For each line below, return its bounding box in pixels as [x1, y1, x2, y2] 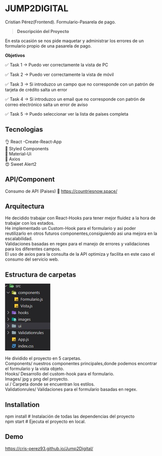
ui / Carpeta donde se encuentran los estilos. [5, 381, 95, 387]
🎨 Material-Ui [5, 151, 32, 157]
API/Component [5, 175, 55, 184]
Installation [5, 401, 40, 409]
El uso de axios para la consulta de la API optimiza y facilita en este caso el [5, 251, 155, 257]
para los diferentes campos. [5, 246, 61, 252]
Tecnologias [5, 125, 43, 134]
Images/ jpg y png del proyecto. [5, 376, 69, 382]
